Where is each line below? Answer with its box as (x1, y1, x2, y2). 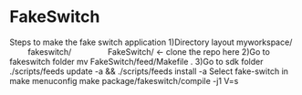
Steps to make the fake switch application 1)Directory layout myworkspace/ (9, 37, 293, 47)
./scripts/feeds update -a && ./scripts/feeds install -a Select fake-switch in (9, 66, 289, 77)
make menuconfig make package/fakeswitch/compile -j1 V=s (9, 75, 239, 86)
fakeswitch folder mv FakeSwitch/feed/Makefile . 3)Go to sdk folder (9, 56, 264, 67)
